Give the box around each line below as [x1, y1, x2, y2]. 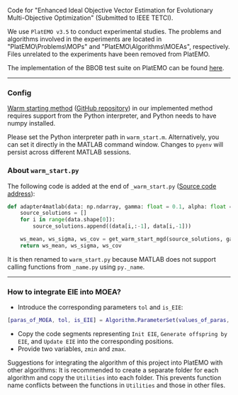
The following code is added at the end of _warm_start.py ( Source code [7, 182, 217, 190]
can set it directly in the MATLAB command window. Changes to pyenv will [7, 140, 224, 149]
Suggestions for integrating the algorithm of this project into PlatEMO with [7, 358, 223, 367]
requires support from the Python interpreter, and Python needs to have [7, 111, 217, 120]
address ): [7, 189, 35, 198]
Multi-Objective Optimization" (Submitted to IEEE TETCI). [7, 13, 174, 22]
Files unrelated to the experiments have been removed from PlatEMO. [7, 50, 210, 58]
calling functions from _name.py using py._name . [7, 262, 145, 271]
